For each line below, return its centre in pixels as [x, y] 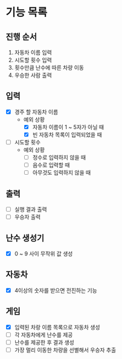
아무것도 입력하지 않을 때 [62, 173]
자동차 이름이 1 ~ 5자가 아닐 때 [68, 127]
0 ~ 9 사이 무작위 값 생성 [43, 253]
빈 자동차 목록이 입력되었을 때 [67, 135]
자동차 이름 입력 [33, 52]
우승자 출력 [27, 217]
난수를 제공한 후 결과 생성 [44, 342]
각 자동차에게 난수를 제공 [43, 335]
